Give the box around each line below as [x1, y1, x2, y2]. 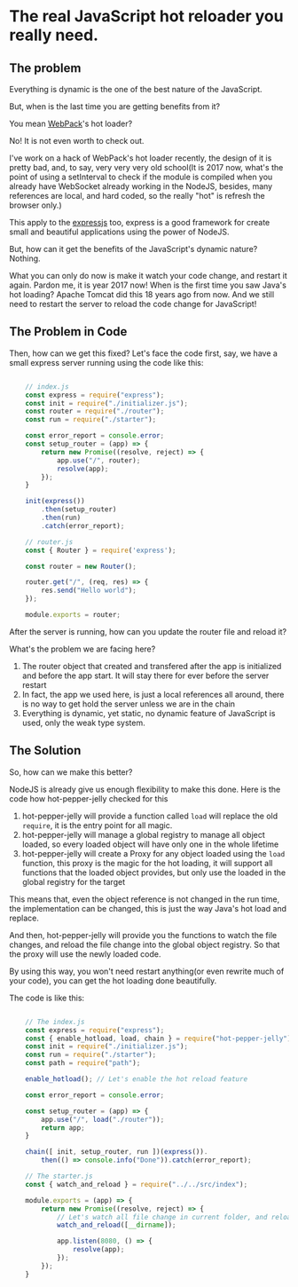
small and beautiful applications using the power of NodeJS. [9, 226, 230, 237]
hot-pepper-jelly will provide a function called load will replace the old [21, 810, 278, 821]
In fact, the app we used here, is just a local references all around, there [21, 689, 285, 699]
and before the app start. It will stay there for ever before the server [21, 670, 270, 681]
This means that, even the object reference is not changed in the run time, [9, 894, 280, 904]
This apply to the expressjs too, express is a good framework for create [9, 217, 271, 227]
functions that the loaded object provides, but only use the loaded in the [21, 867, 286, 878]
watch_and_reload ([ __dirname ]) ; [56, 1220, 176, 1230]
